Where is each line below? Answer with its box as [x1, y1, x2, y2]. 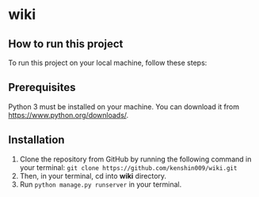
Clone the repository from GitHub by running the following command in [19, 154, 252, 164]
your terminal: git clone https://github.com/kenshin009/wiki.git [19, 162, 238, 172]
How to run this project [8, 37, 124, 51]
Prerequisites [8, 81, 76, 94]
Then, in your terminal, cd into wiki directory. [19, 171, 167, 180]
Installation [8, 133, 65, 147]
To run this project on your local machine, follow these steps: [8, 58, 208, 67]
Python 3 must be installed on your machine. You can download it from [8, 101, 240, 112]
